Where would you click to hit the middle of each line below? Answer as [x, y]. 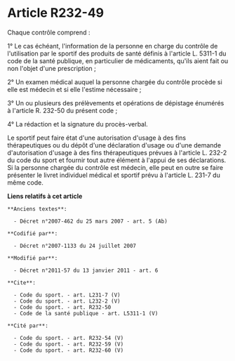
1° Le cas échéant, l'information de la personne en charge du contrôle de [113, 46]
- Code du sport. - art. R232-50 [62, 307]
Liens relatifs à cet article [45, 196]
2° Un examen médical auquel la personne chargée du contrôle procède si [115, 81]
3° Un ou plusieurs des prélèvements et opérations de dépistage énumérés [116, 103]
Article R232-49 [56, 13]
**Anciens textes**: [38, 209]
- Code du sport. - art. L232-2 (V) [67, 301]
